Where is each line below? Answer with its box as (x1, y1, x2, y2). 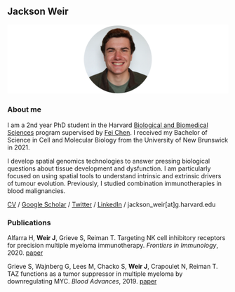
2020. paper (7, 248, 43, 257)
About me (7, 105, 42, 114)
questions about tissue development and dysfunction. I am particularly (7, 164, 211, 173)
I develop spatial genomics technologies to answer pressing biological (7, 157, 210, 165)
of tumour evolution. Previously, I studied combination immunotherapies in (7, 179, 222, 187)
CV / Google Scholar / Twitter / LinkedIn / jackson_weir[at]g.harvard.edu (7, 200, 216, 208)
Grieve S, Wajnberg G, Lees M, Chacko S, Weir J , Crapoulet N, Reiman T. (7, 262, 218, 270)
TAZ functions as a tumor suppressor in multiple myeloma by (7, 270, 183, 278)
